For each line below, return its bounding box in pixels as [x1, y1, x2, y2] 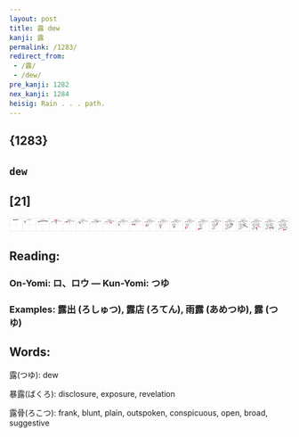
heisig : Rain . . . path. [9, 99, 105, 108]
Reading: [9, 249, 61, 264]
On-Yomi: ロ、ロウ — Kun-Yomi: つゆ [9, 277, 170, 290]
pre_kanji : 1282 [9, 80, 69, 89]
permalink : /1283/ [9, 43, 77, 52]
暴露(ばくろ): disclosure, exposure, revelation [9, 388, 176, 399]
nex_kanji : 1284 [9, 89, 69, 98]
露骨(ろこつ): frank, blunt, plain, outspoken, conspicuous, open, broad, [9, 407, 269, 418]
